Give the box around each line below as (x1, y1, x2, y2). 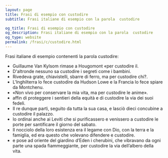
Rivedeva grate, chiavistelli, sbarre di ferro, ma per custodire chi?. (12, 73, 148, 79)
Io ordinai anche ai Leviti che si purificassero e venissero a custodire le (12, 116, 158, 122)
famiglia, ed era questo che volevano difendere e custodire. (12, 132, 135, 138)
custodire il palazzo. (12, 110, 54, 116)
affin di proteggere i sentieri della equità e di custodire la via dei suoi (12, 94, 153, 100)
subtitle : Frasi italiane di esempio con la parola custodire (5, 16, 140, 21)
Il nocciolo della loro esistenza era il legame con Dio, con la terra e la (12, 126, 154, 132)
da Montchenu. (12, 84, 44, 90)
